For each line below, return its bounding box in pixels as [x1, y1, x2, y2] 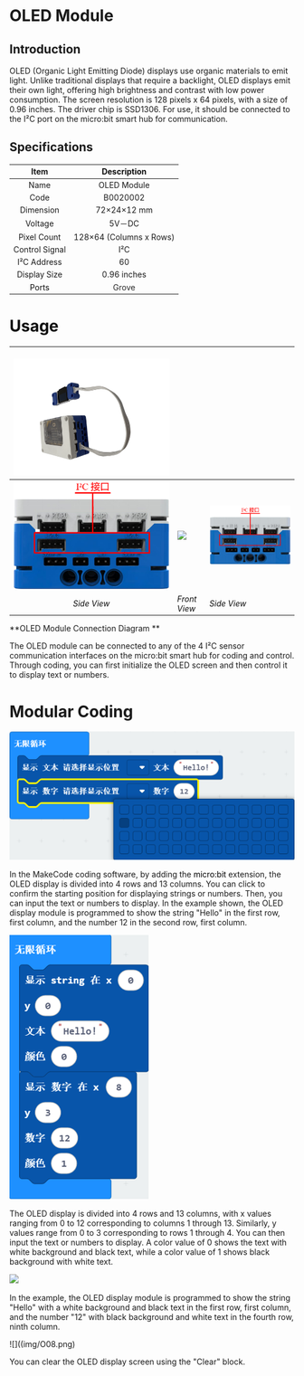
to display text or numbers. [9, 669, 110, 680]
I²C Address [16, 257, 62, 268]
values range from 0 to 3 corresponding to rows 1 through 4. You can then [9, 1228, 286, 1238]
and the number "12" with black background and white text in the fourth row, [9, 1312, 294, 1323]
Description [101, 166, 147, 177]
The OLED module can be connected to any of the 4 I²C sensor [9, 641, 245, 651]
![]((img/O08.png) [9, 1339, 76, 1350]
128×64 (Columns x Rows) [73, 232, 175, 242]
